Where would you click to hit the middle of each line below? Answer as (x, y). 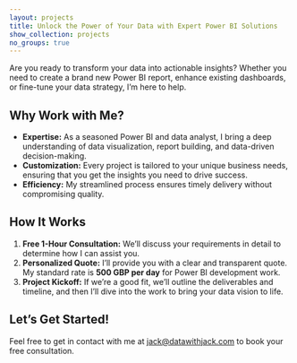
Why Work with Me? (67, 115)
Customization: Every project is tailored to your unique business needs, (155, 166)
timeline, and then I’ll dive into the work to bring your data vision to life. (153, 291)
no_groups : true (39, 43)
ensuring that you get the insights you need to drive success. (135, 175)
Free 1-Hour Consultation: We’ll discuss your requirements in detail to (152, 244)
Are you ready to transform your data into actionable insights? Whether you (148, 68)
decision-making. (54, 156)
